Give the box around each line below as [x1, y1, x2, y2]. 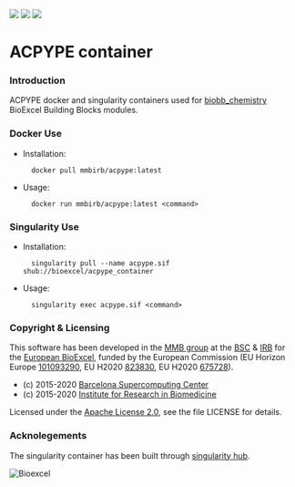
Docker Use [9, 128, 62, 140]
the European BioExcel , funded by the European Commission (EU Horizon [9, 352, 286, 363]
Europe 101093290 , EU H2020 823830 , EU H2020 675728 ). [9, 361, 234, 373]
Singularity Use [9, 220, 79, 233]
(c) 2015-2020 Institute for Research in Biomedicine [22, 389, 217, 400]
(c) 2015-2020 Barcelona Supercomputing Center [22, 379, 209, 390]
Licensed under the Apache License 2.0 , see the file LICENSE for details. [9, 407, 282, 418]
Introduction [9, 74, 66, 87]
